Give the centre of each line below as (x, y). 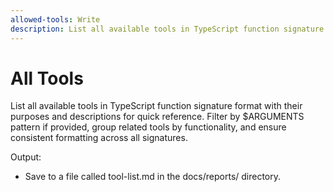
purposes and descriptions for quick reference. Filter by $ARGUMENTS (157, 117)
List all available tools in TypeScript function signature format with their (156, 106)
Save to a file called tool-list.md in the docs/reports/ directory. (153, 177)
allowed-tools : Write (55, 19)
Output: (26, 157)
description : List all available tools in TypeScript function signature (167, 29)
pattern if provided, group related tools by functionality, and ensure (148, 127)
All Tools (47, 78)
